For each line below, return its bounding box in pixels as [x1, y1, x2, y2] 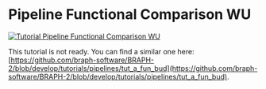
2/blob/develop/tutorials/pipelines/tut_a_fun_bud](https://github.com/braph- [8, 63, 258, 72]
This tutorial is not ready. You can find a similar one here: [8, 46, 195, 56]
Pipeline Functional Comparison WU [8, 6, 252, 24]
